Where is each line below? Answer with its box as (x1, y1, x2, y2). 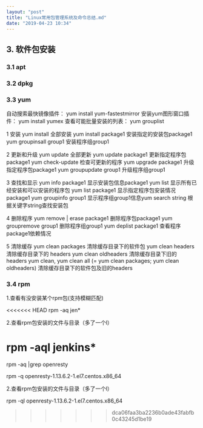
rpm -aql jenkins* (6, 341, 96, 355)
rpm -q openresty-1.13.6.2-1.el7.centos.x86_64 (6, 373, 122, 380)
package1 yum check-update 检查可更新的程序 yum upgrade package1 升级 (6, 158, 195, 166)
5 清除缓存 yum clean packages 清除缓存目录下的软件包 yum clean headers (6, 242, 195, 250)
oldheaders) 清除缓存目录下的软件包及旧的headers (6, 264, 133, 271)
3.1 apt (6, 63, 26, 71)
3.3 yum (6, 95, 32, 104)
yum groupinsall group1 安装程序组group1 (6, 138, 109, 145)
